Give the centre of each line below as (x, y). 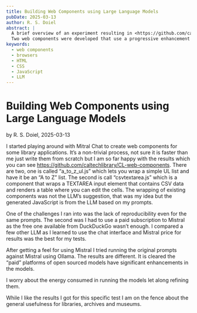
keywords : (18, 45)
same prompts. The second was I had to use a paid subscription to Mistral (96, 220)
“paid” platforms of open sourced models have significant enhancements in (97, 262)
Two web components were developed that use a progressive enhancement (101, 39)
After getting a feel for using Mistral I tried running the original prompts (91, 250)
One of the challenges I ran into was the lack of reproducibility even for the (96, 214)
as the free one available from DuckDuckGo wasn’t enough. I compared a (95, 226)
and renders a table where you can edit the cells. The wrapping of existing (96, 190)
